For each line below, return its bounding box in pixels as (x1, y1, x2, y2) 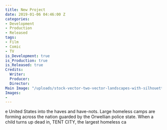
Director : (9, 81, 30, 86)
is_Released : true (5, 63, 43, 67)
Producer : (9, 76, 30, 81)
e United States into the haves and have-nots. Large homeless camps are (5, 109, 156, 115)
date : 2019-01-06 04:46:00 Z (5, 12, 66, 17)
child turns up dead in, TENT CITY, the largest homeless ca (5, 119, 127, 125)
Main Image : (5, 85, 30, 91)
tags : (5, 35, 16, 40)
